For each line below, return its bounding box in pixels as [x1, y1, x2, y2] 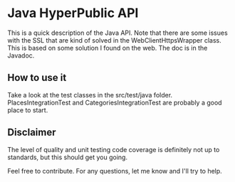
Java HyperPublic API [7, 5, 139, 21]
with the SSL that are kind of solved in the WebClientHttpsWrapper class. [7, 36, 222, 44]
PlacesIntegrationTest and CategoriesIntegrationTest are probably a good [7, 98, 222, 107]
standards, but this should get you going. [7, 153, 128, 161]
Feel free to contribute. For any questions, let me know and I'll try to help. [7, 166, 222, 175]
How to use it [7, 72, 67, 84]
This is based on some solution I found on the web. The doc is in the [7, 43, 208, 52]
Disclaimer [7, 127, 56, 139]
